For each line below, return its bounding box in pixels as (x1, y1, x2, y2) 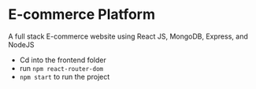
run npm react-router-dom (19, 63, 104, 72)
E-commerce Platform (8, 6, 156, 24)
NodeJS (8, 39, 35, 49)
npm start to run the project (19, 72, 110, 81)
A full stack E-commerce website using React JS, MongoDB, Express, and (8, 32, 248, 41)
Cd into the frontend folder (19, 55, 106, 65)
